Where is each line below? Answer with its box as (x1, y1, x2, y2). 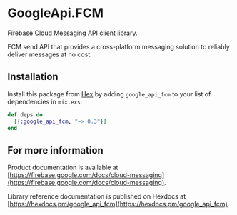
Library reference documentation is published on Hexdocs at (7, 192, 186, 201)
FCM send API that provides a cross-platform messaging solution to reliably (7, 42, 230, 51)
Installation (7, 71, 59, 83)
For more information (7, 144, 104, 156)
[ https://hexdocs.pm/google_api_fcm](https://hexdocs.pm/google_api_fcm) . (7, 200, 230, 209)
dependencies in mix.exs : (7, 97, 83, 106)
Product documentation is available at (7, 163, 118, 172)
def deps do (7, 111, 43, 119)
